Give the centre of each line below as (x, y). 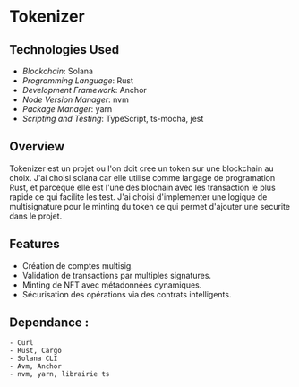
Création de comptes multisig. (78, 265)
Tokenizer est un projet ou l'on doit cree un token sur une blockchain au (142, 168)
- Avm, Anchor (36, 366)
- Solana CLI (34, 359)
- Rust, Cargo (36, 351)
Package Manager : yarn (67, 109)
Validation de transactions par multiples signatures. (117, 275)
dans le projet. (36, 216)
